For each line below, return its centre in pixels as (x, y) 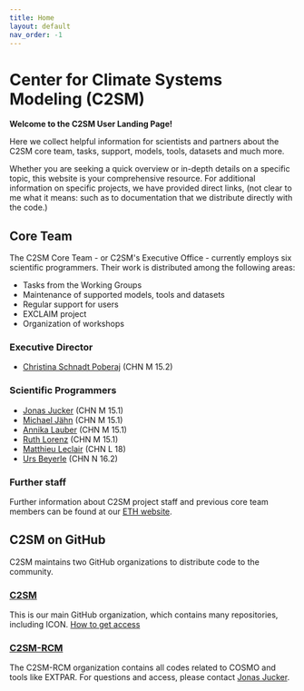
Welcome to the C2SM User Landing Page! (91, 124)
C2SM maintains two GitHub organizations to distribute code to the (135, 562)
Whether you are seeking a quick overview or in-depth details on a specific (150, 169)
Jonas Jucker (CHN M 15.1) (73, 410)
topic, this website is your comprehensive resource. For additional (132, 179)
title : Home (32, 18)
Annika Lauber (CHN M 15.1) (74, 429)
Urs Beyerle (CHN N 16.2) (70, 459)
